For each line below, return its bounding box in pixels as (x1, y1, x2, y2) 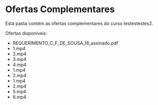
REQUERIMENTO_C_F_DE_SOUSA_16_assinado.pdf (12, 40, 118, 46)
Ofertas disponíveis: (5, 30, 47, 36)
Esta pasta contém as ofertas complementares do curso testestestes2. (5, 20, 153, 26)
